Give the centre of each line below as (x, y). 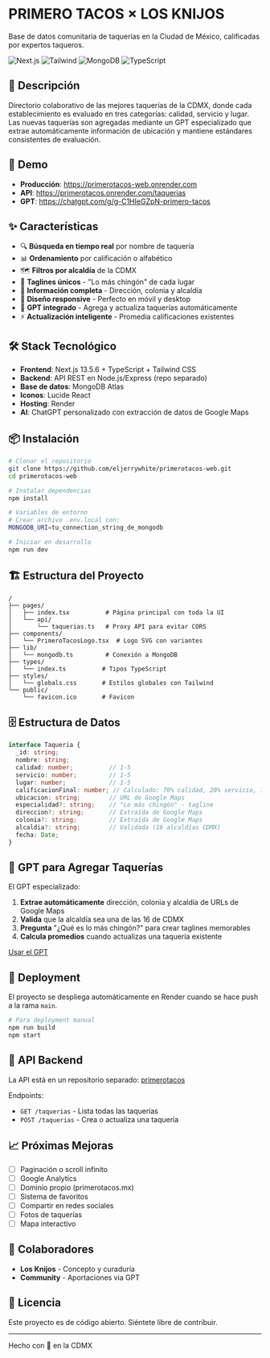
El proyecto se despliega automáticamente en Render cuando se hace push (133, 997)
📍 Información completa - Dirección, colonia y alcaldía (111, 291)
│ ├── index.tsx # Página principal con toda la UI (117, 613)
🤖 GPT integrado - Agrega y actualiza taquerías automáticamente (129, 308)
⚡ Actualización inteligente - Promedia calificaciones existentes (127, 317)
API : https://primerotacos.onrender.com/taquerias (103, 192)
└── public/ (28, 690)
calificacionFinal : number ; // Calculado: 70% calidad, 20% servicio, (136, 790)
